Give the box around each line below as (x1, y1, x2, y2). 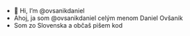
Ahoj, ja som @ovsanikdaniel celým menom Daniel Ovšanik (13, 14, 183, 22)
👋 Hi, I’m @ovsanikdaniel (13, 7, 85, 15)
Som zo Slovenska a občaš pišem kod (13, 21, 123, 29)
